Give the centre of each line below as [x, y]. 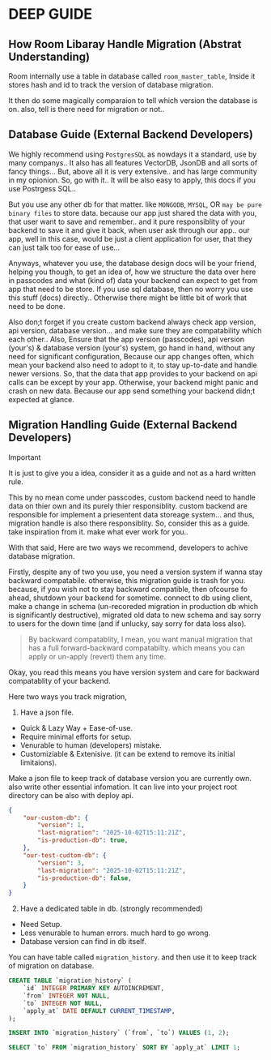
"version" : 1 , [61, 825]
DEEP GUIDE [51, 14]
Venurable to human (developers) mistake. [91, 745]
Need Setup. [41, 925]
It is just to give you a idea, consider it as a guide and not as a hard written [132, 473]
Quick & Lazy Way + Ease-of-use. [76, 727]
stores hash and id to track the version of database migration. [111, 85]
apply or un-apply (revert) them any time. [97, 656]
